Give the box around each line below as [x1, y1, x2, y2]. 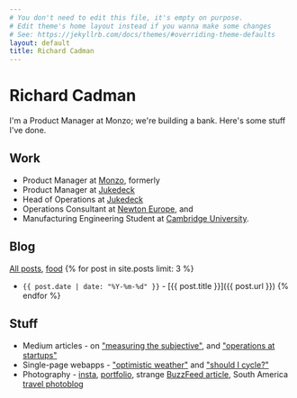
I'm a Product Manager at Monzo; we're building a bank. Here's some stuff [9, 115, 286, 126]
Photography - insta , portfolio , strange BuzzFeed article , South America [22, 368, 289, 379]
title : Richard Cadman [9, 47, 94, 56]
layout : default [9, 38, 70, 48]
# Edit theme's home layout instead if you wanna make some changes [9, 22, 272, 31]
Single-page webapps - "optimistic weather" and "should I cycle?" [22, 359, 270, 370]
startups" [22, 349, 58, 360]
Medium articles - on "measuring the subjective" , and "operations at [22, 339, 275, 351]
